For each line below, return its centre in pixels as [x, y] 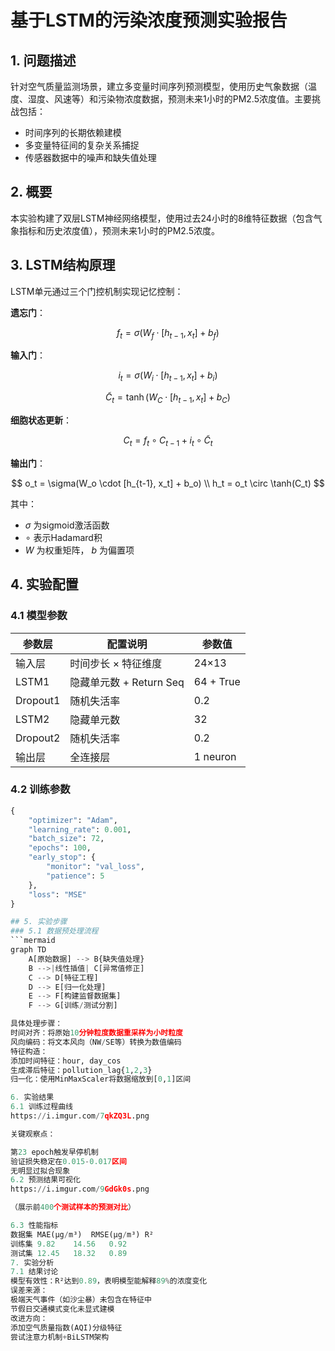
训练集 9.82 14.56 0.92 [69, 1244]
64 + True [217, 681]
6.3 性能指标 [34, 1226]
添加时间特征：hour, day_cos [66, 1061]
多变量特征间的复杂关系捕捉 [82, 145]
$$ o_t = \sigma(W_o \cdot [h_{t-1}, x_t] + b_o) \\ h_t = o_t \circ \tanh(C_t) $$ [168, 483]
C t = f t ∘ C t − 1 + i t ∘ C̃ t [168, 441]
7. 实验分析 [32, 1262]
